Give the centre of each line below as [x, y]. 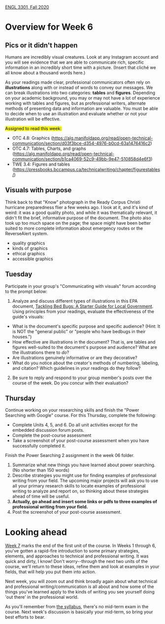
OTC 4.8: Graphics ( [33, 138]
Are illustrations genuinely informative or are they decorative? [75, 357]
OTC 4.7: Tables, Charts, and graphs [49, 148]
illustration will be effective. [33, 119]
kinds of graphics [30, 248]
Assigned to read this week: [33, 128]
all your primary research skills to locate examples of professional [79, 486]
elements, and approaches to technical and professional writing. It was [77, 556]
